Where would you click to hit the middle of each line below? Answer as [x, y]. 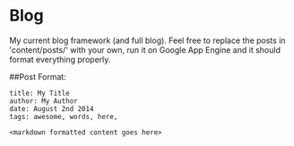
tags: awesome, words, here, [64, 116]
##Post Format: [38, 76]
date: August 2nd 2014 [52, 108]
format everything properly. [60, 59]
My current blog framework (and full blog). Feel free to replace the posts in [147, 40]
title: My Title [39, 93]
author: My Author [43, 101]
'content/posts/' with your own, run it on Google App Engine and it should [145, 49]
